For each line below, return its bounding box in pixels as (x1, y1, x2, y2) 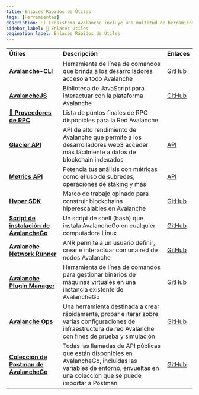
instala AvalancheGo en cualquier (62, 222, 156, 230)
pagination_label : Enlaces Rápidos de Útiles (6, 31, 120, 37)
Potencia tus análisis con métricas (62, 165, 158, 173)
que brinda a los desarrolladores (62, 67, 153, 75)
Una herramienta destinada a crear (62, 302, 160, 311)
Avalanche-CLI (9, 67, 53, 75)
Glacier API (9, 141, 41, 149)
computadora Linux (62, 229, 117, 238)
